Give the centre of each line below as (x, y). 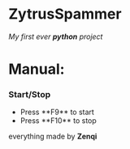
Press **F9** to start (57, 112)
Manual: (37, 69)
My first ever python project (56, 36)
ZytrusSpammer (65, 14)
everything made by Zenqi (53, 136)
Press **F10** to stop (58, 121)
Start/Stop (30, 95)
